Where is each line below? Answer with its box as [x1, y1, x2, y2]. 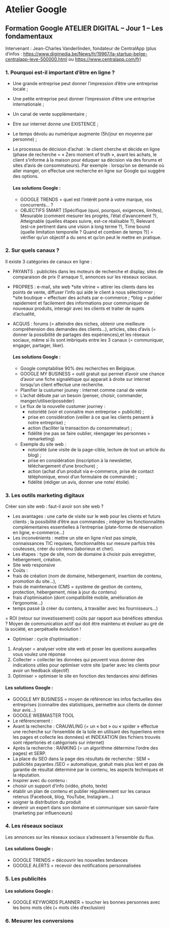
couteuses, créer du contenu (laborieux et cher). [12, 546, 115, 552]
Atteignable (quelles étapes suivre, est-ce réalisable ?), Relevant [20, 218, 155, 224]
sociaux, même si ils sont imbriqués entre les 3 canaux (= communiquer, [12, 337, 164, 343]
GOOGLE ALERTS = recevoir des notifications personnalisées [12, 863, 141, 868]
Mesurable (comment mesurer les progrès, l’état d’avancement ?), [20, 213, 158, 219]
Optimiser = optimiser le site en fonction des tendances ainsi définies [12, 673, 158, 679]
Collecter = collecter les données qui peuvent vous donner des [12, 657, 145, 663]
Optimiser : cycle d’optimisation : [12, 636, 81, 642]
